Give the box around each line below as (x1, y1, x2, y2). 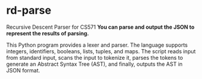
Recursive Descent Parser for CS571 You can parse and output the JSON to (6, 23, 195, 31)
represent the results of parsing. (6, 29, 89, 37)
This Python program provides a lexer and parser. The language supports (6, 41, 188, 48)
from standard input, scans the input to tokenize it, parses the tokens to (6, 54, 183, 61)
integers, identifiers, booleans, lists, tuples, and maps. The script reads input (6, 47, 196, 54)
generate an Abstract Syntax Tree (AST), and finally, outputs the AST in (6, 60, 183, 68)
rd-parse (6, 4, 52, 17)
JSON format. (6, 66, 40, 74)
